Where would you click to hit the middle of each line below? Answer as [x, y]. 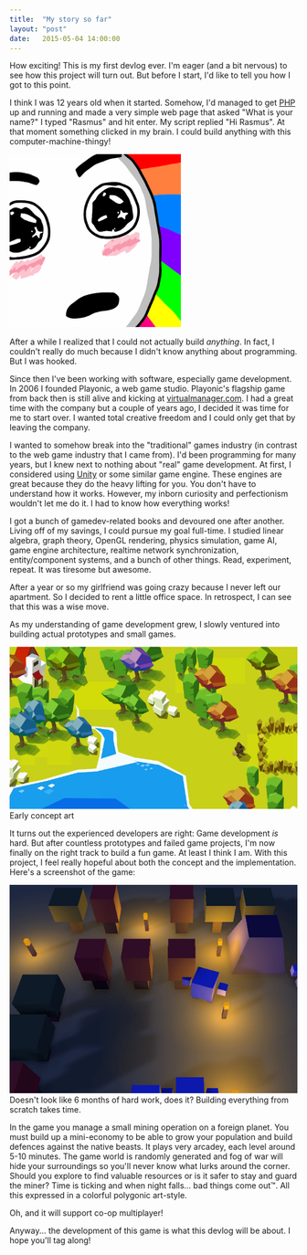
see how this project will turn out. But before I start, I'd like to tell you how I [150, 75]
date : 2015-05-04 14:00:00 [65, 38]
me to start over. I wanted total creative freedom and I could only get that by [153, 417]
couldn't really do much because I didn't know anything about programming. [153, 351]
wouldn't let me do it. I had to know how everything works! [120, 503]
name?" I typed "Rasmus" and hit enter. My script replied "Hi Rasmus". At [147, 122]
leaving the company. [50, 427]
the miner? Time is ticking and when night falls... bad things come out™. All [150, 1186]
